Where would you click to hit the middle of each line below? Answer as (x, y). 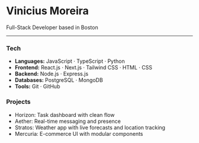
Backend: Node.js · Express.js (52, 74)
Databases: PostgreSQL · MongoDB (59, 80)
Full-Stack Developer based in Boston (52, 27)
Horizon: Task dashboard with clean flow (65, 115)
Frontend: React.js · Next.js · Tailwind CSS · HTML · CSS (84, 68)
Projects (18, 102)
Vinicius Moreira (47, 11)
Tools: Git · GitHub (37, 87)
